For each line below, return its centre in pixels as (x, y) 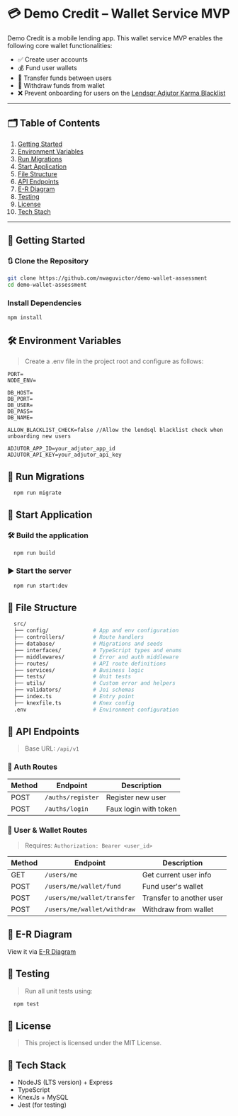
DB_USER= (20, 405)
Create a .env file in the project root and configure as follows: (114, 361)
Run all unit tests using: (59, 991)
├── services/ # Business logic (79, 670)
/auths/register (72, 797)
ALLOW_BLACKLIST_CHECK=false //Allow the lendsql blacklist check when (115, 430)
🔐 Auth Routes (33, 767)
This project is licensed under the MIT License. (93, 1043)
